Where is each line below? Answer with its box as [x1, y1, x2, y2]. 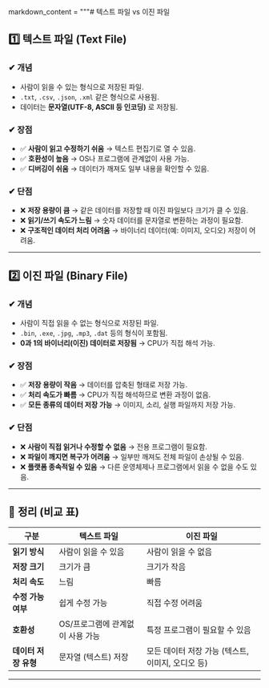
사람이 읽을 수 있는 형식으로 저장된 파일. [19, 82, 144, 91]
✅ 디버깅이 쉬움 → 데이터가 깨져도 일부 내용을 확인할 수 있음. [19, 164, 210, 173]
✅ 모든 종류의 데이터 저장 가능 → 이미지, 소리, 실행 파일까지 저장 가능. [19, 400, 236, 410]
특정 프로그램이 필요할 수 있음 [147, 625, 251, 636]
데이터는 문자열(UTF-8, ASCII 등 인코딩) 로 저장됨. [19, 102, 179, 111]
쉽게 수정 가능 [58, 597, 108, 609]
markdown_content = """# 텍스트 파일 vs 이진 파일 [8, 7, 171, 16]
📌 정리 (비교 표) [8, 504, 80, 519]
